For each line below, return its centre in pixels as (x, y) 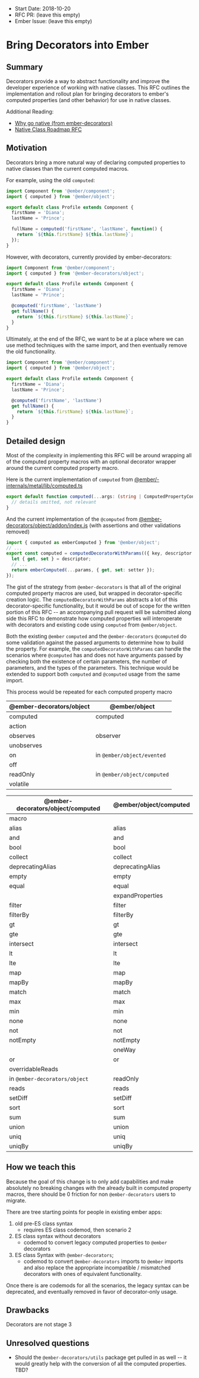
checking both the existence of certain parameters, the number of (87, 661)
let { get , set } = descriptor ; (52, 559)
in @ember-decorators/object (49, 1078)
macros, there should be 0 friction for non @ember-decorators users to (91, 1194)
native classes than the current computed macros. (68, 168)
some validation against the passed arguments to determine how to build (95, 642)
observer (108, 736)
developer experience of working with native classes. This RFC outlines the (98, 87)
